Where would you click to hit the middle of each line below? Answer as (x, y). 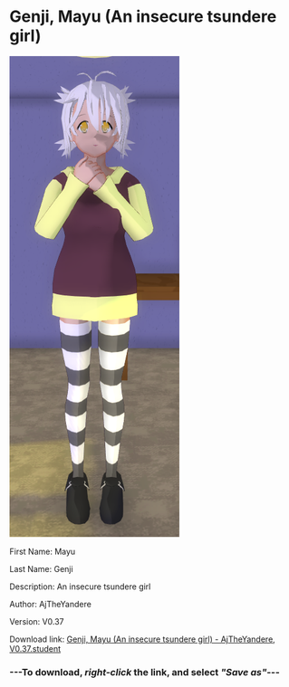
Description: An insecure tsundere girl (80, 587)
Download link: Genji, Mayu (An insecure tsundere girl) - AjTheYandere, (143, 639)
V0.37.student (35, 648)
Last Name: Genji (42, 568)
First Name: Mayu (43, 551)
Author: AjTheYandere (51, 604)
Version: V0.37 (37, 621)
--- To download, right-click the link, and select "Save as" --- (145, 672)
